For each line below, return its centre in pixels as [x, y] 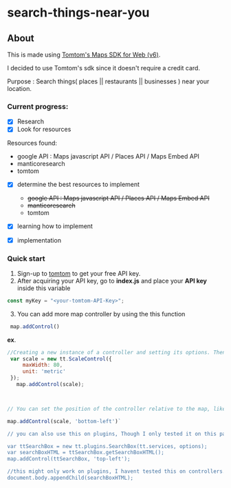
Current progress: [38, 106]
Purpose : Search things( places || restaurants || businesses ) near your [108, 81]
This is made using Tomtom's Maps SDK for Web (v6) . [84, 54]
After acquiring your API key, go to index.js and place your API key [112, 281]
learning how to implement [55, 226]
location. [20, 89]
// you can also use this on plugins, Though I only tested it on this [112, 434]
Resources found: [32, 143]
